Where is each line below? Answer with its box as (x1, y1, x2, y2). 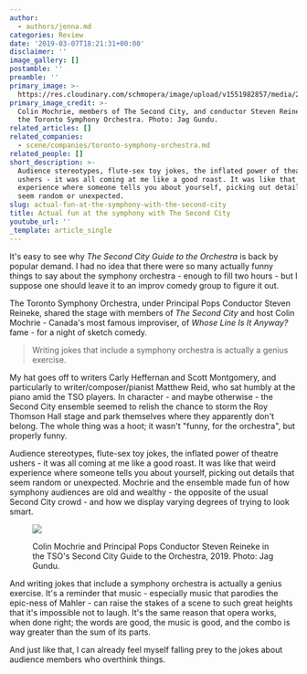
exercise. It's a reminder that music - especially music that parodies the (9, 587, 279, 598)
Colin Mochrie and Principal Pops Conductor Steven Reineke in (32, 541, 270, 552)
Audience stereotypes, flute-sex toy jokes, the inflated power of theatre (9, 448, 279, 458)
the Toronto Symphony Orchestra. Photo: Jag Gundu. (17, 115, 219, 124)
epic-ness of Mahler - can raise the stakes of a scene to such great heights (9, 597, 293, 608)
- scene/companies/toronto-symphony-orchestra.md (17, 141, 210, 150)
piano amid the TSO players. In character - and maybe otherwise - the (9, 391, 274, 402)
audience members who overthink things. (9, 654, 166, 665)
